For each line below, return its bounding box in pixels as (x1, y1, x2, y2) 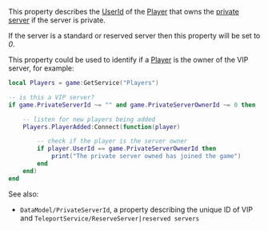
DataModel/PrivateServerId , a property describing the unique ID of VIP (19, 205, 254, 214)
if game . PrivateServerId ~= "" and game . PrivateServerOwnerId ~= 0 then (8, 100, 256, 109)
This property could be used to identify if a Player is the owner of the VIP (8, 55, 249, 64)
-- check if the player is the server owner (37, 137, 188, 145)
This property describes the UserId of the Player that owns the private (8, 7, 240, 16)
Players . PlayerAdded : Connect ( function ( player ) (22, 123, 181, 131)
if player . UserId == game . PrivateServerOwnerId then (37, 144, 217, 153)
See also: (8, 188, 39, 199)
